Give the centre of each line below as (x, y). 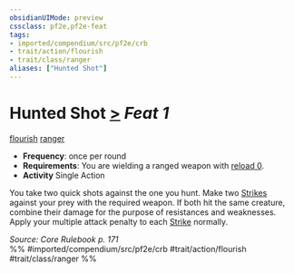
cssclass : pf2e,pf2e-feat (58, 26)
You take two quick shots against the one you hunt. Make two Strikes (138, 192)
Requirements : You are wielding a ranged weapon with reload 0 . (143, 165)
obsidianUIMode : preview (56, 18)
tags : (20, 34)
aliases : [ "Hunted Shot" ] (58, 69)
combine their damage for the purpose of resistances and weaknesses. (143, 212)
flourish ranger (37, 138)
